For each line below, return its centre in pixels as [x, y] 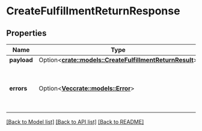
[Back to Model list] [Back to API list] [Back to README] [75, 122]
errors [18, 88]
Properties [26, 33]
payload [21, 60]
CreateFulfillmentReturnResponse [93, 11]
